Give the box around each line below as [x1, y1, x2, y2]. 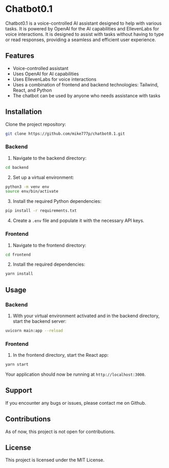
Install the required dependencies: [12, 261, 86, 268]
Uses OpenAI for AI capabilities [12, 71, 79, 77]
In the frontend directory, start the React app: [12, 352, 109, 358]
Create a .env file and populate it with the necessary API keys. [12, 217, 145, 224]
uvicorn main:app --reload [5, 328, 63, 333]
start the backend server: [12, 318, 67, 324]
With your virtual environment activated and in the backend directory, [12, 313, 160, 319]
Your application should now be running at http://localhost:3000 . [5, 371, 146, 377]
